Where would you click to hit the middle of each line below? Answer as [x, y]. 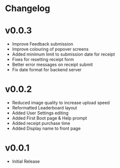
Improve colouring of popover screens [50, 49]
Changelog [28, 8]
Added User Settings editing [40, 113]
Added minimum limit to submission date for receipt [63, 54]
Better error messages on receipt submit [52, 65]
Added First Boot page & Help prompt [49, 118]
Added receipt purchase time [41, 123]
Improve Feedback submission [43, 44]
